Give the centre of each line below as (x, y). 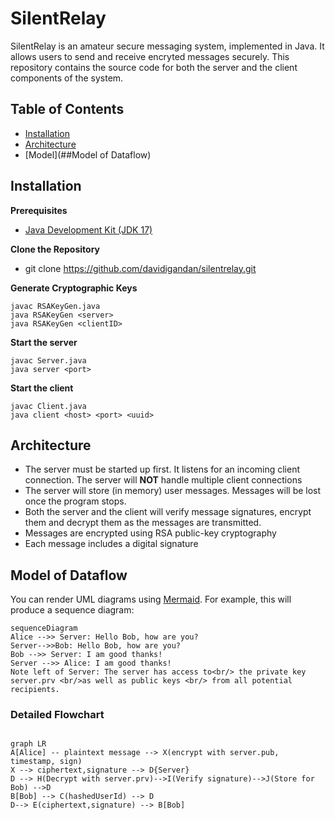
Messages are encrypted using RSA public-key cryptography (150, 533)
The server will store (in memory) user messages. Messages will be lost (173, 491)
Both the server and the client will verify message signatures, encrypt (168, 512)
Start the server (44, 342)
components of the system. (67, 78)
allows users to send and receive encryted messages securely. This (150, 56)
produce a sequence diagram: (72, 610)
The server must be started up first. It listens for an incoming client (162, 469)
